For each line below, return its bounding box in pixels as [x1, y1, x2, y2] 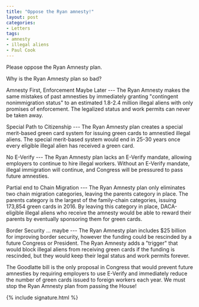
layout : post [6, 14, 39, 20]
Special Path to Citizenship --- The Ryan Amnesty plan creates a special [6, 123, 183, 130]
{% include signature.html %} [6, 294, 78, 301]
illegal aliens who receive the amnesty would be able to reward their [24, 209, 192, 216]
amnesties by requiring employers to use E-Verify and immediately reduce [6, 270, 188, 277]
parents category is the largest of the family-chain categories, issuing [6, 196, 176, 203]
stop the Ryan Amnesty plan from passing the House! [6, 282, 137, 289]
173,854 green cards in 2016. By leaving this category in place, [6, 203, 159, 210]
